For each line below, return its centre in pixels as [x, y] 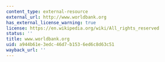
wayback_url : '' [26, 50]
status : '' [19, 34]
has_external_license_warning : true [51, 22]
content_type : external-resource [47, 12]
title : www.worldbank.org [38, 39]
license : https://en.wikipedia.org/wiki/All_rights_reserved [83, 28]
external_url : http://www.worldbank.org [57, 17]
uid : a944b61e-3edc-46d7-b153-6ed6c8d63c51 [60, 45]
